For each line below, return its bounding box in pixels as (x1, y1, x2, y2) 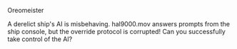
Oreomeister (7, 6, 44, 14)
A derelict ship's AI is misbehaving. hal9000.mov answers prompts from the (7, 20, 231, 28)
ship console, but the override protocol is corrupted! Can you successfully (7, 28, 226, 36)
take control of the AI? (7, 35, 73, 43)
